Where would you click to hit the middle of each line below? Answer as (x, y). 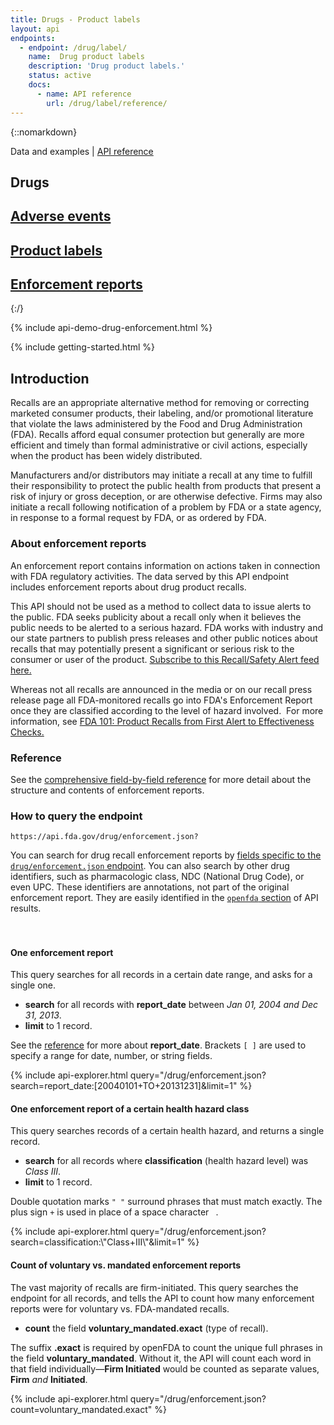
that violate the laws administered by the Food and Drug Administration (156, 424)
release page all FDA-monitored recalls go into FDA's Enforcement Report (161, 700)
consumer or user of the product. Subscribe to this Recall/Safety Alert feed (165, 659)
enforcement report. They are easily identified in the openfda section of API (164, 898)
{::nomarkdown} (44, 132)
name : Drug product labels (86, 57)
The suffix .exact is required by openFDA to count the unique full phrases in (166, 1347)
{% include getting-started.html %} (83, 347)
